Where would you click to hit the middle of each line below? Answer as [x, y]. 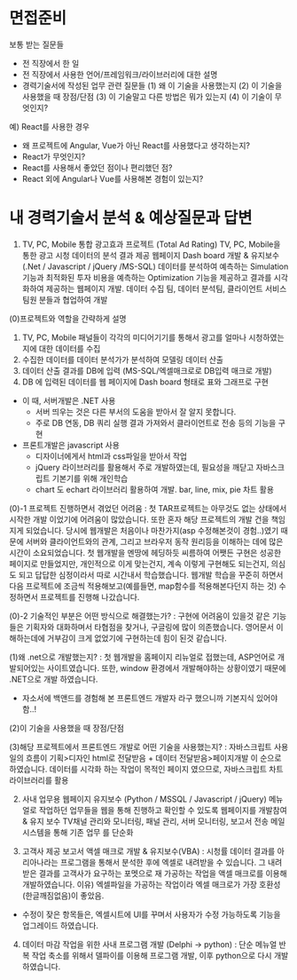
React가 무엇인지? [54, 156]
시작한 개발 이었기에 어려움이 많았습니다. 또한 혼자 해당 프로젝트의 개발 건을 [139, 519]
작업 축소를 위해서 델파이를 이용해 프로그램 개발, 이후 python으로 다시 [152, 955]
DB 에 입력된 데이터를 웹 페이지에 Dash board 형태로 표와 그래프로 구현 [145, 382]
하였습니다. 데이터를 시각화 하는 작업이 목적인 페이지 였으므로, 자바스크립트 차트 [146, 769]
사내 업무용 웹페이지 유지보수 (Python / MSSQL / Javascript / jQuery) [145, 799]
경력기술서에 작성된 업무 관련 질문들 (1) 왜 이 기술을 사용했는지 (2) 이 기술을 [152, 85]
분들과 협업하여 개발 [73, 299]
